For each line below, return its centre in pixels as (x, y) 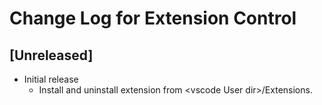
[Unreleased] (51, 55)
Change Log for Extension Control (153, 18)
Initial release (51, 79)
